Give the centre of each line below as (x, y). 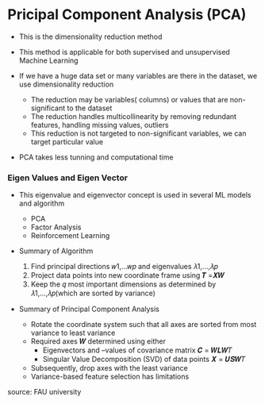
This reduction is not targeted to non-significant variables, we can (138, 133)
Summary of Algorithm (56, 251)
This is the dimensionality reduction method (90, 37)
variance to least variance (73, 333)
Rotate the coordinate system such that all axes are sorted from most (144, 325)
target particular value (67, 141)
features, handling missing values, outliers (100, 125)
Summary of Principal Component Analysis (89, 309)
